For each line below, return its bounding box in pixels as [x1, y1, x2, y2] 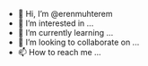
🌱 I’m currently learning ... [17, 28, 114, 37]
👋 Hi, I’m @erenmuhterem [17, 9, 114, 19]
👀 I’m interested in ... [17, 18, 94, 29]
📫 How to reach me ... [17, 47, 101, 57]
